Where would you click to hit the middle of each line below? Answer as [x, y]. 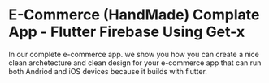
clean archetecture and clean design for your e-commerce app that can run [135, 63]
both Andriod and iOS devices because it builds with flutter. [108, 71]
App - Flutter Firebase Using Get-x [127, 32]
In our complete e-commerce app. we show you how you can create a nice [134, 54]
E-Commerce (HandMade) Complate [134, 15]
